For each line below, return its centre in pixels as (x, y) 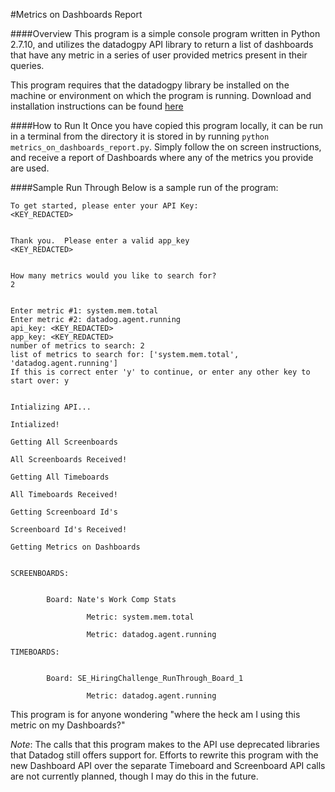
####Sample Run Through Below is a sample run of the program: (144, 187)
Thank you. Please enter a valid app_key (100, 241)
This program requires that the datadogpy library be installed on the (150, 85)
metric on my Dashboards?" (68, 725)
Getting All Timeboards (60, 477)
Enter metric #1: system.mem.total (84, 311)
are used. (30, 168)
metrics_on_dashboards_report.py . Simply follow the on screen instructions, (166, 147)
